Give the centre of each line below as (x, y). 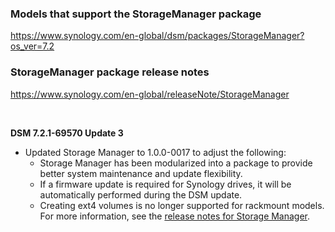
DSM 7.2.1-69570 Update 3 (67, 133)
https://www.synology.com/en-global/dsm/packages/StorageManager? (157, 36)
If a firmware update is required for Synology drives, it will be (165, 184)
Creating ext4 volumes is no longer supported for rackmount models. (182, 205)
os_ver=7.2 (32, 46)
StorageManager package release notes (110, 72)
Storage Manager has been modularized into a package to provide (176, 163)
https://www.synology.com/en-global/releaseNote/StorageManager (150, 94)
